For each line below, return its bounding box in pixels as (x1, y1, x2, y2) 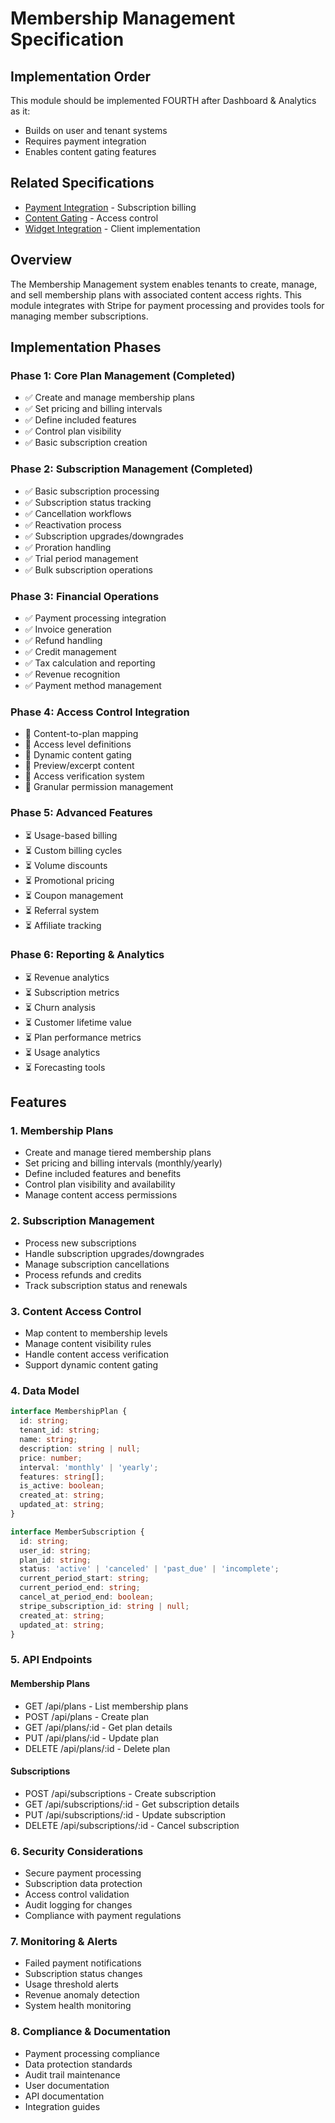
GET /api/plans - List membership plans (24, 1700, 189, 1712)
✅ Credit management (24, 645, 117, 657)
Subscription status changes (24, 1968, 143, 1980)
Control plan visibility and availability (24, 1178, 176, 1191)
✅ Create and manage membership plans (24, 392, 195, 404)
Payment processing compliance (24, 2047, 160, 2059)
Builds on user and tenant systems (24, 125, 168, 136)
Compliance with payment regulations (24, 1910, 182, 1921)
